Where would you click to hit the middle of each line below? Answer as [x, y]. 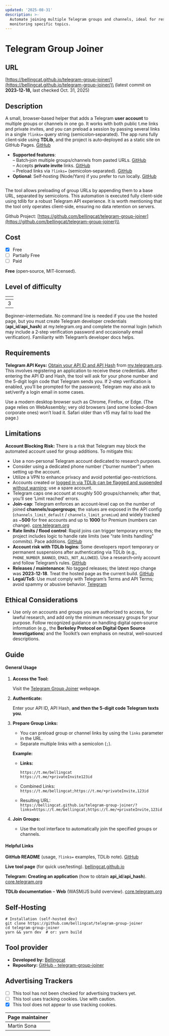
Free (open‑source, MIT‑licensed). [41, 271]
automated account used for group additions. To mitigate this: [69, 451]
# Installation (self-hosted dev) [41, 919]
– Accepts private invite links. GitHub [51, 166]
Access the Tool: [30, 679]
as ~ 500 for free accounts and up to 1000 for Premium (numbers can [84, 520]
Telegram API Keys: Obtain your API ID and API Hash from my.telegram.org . [84, 365]
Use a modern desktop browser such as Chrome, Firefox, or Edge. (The [79, 402]
